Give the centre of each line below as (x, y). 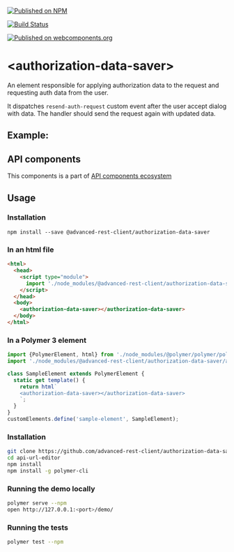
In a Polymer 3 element (47, 340)
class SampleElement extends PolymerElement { (76, 374)
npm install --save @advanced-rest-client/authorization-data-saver (109, 232)
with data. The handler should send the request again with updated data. (111, 113)
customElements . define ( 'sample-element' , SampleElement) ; (93, 419)
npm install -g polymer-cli (48, 470)
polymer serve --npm (37, 503)
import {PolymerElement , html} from (60, 355)
